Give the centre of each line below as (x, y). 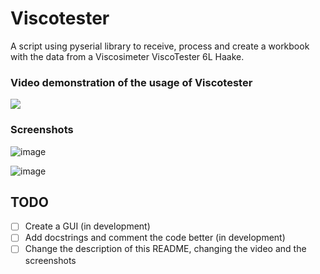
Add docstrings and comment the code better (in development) (155, 238)
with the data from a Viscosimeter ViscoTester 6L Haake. (127, 56)
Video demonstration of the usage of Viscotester (131, 82)
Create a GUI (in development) (87, 226)
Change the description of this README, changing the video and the (165, 249)
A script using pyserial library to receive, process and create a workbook (160, 46)
